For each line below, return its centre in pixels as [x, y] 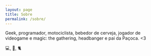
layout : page [19, 10]
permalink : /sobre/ [26, 19]
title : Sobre [19, 14]
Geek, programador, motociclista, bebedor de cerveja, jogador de [73, 33]
